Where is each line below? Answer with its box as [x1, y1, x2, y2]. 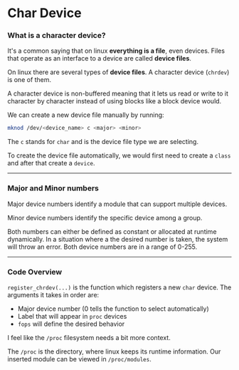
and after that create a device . [7, 159, 95, 168]
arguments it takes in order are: [7, 290, 100, 299]
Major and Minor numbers [7, 183, 100, 193]
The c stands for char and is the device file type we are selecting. [7, 138, 199, 146]
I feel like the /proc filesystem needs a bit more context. [7, 333, 171, 341]
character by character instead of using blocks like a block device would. [7, 97, 222, 106]
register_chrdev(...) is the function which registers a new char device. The [7, 283, 232, 292]
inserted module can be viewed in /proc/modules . [7, 354, 152, 363]
